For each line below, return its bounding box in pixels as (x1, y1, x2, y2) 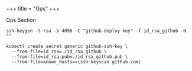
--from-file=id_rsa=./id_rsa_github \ (11, 49, 108, 54)
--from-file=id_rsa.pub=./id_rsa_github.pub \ (11, 54, 128, 60)
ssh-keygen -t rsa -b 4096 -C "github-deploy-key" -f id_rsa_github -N (6, 28, 186, 34)
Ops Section (6, 17, 37, 23)
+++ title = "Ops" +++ (6, 5, 60, 12)
